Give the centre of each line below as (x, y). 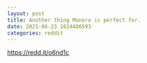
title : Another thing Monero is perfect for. (74, 20)
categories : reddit (35, 33)
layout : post (26, 13)
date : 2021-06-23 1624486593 (49, 26)
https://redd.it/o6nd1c (38, 53)
